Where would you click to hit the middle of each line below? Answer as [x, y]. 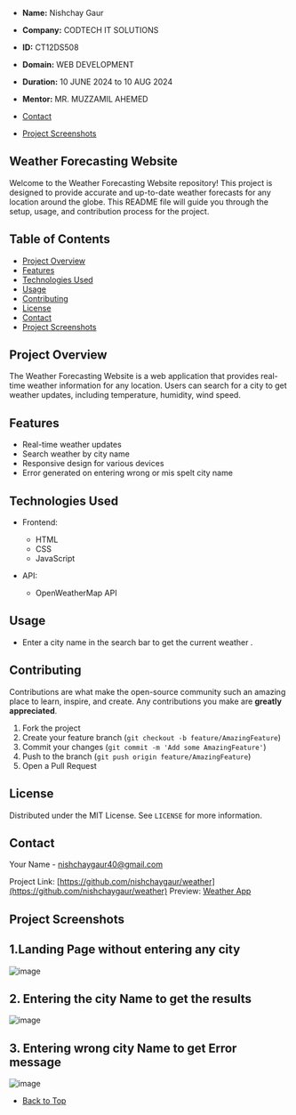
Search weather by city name [76, 454]
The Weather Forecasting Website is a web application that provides [134, 376]
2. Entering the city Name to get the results [130, 999]
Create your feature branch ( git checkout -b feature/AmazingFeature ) [152, 737]
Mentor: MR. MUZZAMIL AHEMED [85, 99]
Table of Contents [60, 239]
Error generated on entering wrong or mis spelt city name [128, 473]
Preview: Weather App [210, 891]
